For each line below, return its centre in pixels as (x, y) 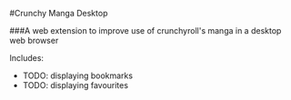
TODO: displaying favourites (75, 85)
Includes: (26, 58)
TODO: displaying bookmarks (78, 75)
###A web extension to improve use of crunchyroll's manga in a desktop (145, 30)
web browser (34, 40)
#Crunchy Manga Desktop (59, 13)
